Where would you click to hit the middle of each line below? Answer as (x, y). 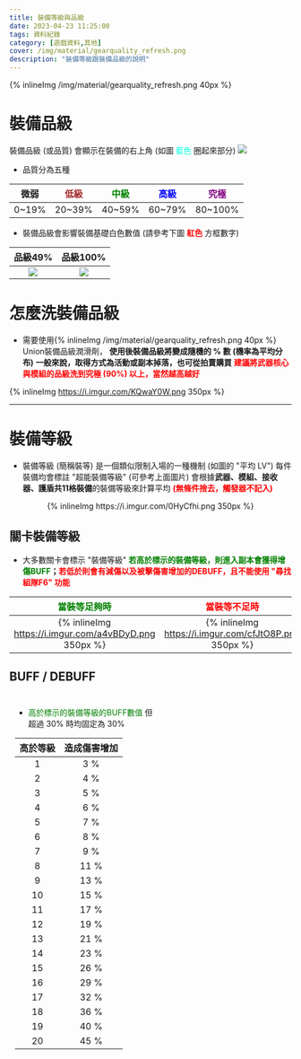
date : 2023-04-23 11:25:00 (60, 26)
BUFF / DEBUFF (52, 677)
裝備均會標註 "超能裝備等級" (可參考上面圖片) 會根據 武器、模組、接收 (150, 477)
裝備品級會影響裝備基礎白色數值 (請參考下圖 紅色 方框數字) (130, 232)
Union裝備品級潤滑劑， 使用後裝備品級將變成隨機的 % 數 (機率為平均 (148, 351)
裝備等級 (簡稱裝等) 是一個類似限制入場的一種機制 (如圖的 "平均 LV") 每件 (157, 465)
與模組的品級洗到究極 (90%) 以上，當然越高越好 (111, 373)
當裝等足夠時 (85, 607)
